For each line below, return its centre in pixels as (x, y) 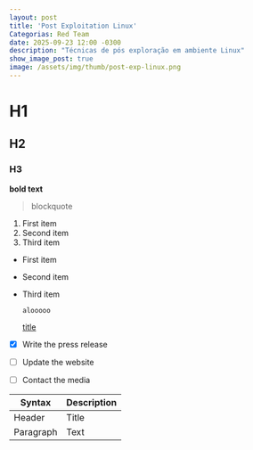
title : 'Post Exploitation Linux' (73, 26)
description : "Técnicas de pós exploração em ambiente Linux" (127, 51)
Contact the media (56, 380)
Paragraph (36, 431)
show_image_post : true (51, 59)
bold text (26, 189)
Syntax (36, 402)
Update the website (58, 362)
